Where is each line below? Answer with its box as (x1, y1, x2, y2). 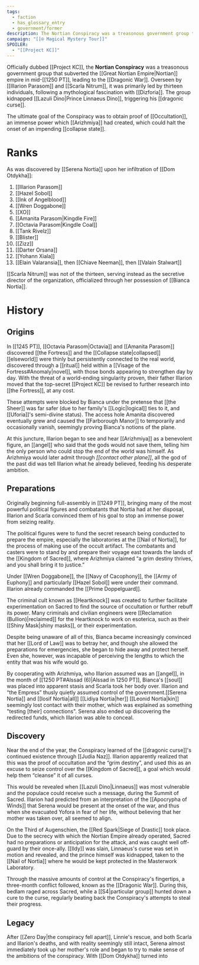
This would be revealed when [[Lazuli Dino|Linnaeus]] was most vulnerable (6, 783, 190, 790)
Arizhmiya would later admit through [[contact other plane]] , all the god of (6, 453, 187, 461)
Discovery (6, 731, 45, 741)
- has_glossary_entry (12, 20, 66, 25)
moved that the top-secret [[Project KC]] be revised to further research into (6, 380, 190, 388)
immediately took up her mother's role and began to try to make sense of (6, 946, 185, 953)
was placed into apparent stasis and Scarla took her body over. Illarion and (6, 682, 188, 690)
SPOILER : (6, 42, 28, 48)
